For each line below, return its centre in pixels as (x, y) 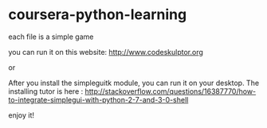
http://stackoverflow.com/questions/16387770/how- (171, 91)
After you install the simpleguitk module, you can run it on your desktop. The (134, 83)
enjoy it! (21, 115)
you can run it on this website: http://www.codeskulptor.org (106, 52)
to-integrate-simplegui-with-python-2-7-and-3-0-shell (98, 99)
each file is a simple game (51, 37)
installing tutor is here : (46, 91)
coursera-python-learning (98, 15)
